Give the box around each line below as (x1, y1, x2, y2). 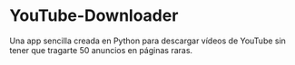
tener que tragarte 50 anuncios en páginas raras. (9, 44, 193, 55)
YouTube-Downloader (9, 5, 179, 26)
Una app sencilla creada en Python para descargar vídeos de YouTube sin (9, 35, 286, 46)
